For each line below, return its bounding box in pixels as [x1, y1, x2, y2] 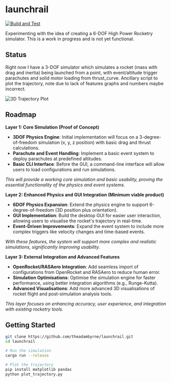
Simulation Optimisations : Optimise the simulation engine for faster [12, 274, 156, 281]
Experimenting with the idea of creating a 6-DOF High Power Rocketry [5, 30, 153, 36]
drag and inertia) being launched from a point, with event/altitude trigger [5, 69, 158, 75]
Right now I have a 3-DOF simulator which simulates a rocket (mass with [5, 64, 158, 70]
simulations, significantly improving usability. [5, 244, 101, 250]
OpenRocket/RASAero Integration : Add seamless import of [12, 264, 139, 270]
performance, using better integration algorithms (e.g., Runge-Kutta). [12, 279, 158, 286]
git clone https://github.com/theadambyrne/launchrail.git [5, 334, 134, 340]
